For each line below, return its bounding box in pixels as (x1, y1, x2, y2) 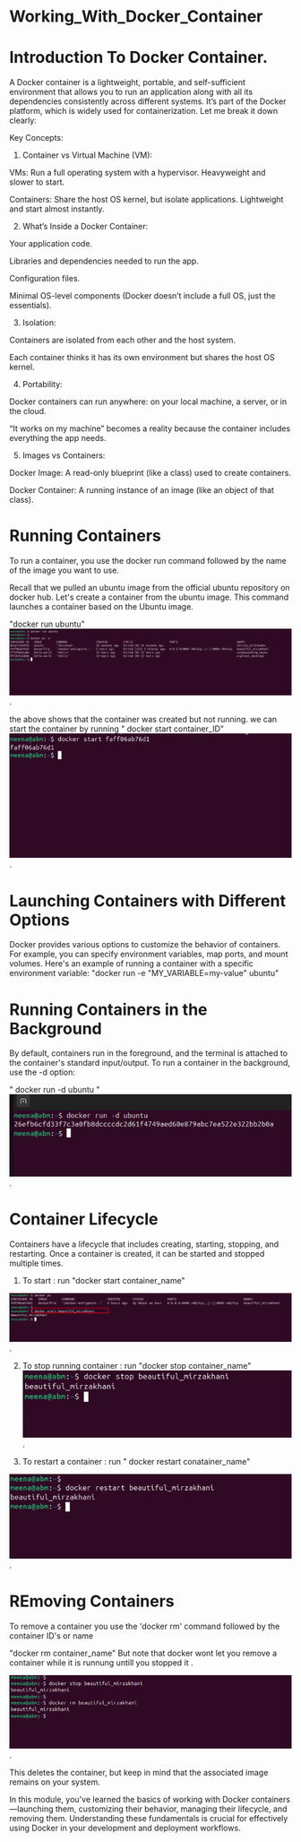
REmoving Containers (9, 1591, 175, 1612)
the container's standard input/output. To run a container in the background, (9, 1058, 291, 1068)
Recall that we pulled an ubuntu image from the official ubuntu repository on (9, 583, 290, 593)
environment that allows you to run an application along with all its (9, 87, 254, 98)
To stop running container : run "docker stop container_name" (21, 1360, 252, 1371)
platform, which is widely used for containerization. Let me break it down (9, 106, 279, 117)
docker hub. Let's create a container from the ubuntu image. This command (9, 592, 289, 602)
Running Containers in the (9, 999, 208, 1019)
